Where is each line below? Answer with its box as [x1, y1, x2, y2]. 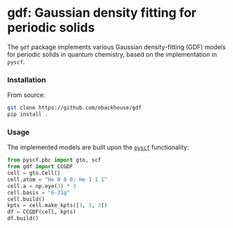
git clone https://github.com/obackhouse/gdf [7, 105, 142, 112]
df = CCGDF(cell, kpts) [7, 208, 77, 215]
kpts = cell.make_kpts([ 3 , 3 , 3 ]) [7, 202, 108, 209]
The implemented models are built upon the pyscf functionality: [7, 143, 190, 151]
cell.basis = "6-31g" [7, 189, 70, 196]
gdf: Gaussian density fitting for [7, 5, 197, 21]
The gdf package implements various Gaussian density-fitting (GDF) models [7, 43, 226, 51]
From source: [7, 91, 45, 99]
